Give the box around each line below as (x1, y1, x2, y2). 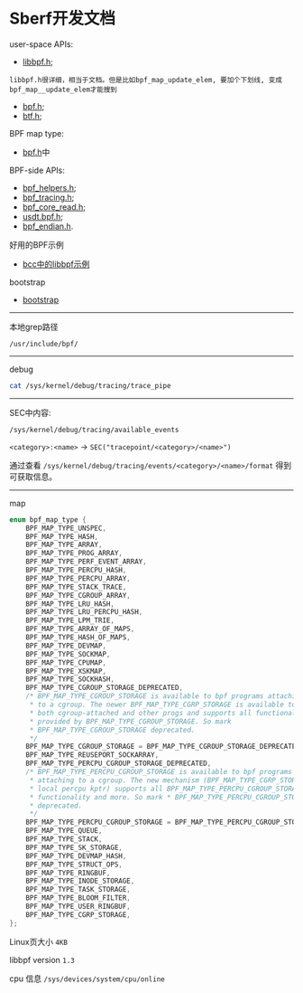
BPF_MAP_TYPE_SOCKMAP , (25, 649, 111, 658)
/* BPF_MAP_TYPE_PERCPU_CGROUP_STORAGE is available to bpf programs (25, 768, 293, 777)
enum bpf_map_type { (9, 515, 87, 525)
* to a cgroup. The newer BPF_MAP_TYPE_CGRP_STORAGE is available (29, 700, 284, 710)
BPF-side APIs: (9, 165, 66, 175)
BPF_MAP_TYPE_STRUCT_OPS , (25, 860, 124, 869)
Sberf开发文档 (9, 8, 115, 29)
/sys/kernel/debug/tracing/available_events (9, 425, 179, 434)
